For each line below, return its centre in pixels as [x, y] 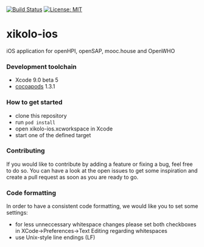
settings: [17, 213]
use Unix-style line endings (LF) [55, 237]
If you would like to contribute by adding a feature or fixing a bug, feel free [100, 164]
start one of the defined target [53, 135]
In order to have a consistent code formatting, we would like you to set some [102, 206]
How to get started [34, 102]
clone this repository [41, 115]
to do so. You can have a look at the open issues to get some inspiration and [102, 170]
